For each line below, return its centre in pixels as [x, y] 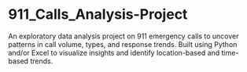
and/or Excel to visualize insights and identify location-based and [114, 52]
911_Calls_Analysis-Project [98, 14]
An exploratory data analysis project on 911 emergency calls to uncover [124, 36]
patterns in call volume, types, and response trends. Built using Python [123, 44]
